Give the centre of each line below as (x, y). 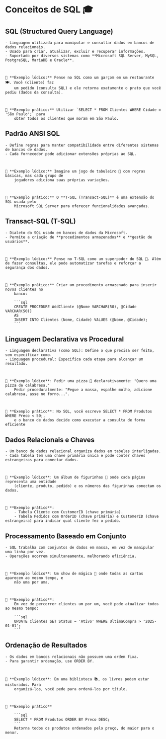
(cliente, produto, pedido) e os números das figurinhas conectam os (88, 486)
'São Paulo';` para (25, 114)
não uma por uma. (32, 582)
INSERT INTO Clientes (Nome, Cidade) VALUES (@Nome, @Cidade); (81, 320)
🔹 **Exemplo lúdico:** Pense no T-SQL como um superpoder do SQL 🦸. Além (83, 259)
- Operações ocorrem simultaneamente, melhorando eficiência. (71, 556)
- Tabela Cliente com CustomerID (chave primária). (69, 512)
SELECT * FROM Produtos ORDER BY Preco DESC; (62, 719)
